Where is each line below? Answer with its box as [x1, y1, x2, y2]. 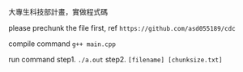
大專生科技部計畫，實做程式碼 [8, 7, 108, 16]
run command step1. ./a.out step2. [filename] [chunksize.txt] [8, 55, 223, 64]
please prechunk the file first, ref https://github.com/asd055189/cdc [8, 23, 237, 32]
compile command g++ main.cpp [8, 39, 116, 49]
